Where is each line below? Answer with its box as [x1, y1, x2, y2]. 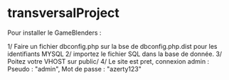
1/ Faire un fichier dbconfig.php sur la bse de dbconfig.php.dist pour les [7, 42, 218, 50]
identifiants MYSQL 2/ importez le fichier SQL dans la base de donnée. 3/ [7, 50, 223, 58]
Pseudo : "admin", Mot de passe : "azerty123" [7, 64, 142, 73]
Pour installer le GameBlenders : [7, 28, 102, 37]
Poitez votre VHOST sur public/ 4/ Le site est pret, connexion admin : [7, 57, 210, 65]
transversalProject [7, 5, 119, 21]
